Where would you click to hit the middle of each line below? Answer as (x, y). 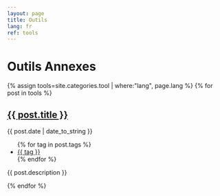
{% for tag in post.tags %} (54, 144)
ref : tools (23, 33)
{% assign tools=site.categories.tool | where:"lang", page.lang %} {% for (110, 86)
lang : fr (20, 26)
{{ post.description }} (37, 172)
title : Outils (27, 20)
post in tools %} (30, 93)
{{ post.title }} (38, 115)
